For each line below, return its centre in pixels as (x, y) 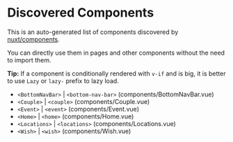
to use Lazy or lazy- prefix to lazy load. (63, 80)
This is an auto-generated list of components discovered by (93, 32)
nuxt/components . (34, 39)
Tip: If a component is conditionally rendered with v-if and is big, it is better (116, 73)
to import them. (29, 60)
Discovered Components (81, 13)
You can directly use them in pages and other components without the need (116, 53)
